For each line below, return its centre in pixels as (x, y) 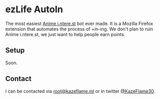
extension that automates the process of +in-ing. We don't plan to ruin (79, 29)
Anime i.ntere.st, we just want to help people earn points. (65, 34)
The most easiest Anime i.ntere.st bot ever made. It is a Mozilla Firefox (79, 23)
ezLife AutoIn (34, 9)
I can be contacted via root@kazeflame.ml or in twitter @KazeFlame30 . (80, 91)
